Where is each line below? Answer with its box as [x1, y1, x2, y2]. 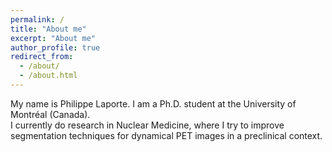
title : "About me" [10, 24, 87, 34]
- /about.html [19, 71, 78, 81]
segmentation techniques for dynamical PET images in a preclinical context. [10, 129, 323, 141]
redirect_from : [10, 52, 74, 62]
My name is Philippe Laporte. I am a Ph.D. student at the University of [10, 97, 297, 110]
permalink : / [10, 14, 65, 25]
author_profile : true [10, 42, 101, 53]
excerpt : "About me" [10, 33, 97, 43]
